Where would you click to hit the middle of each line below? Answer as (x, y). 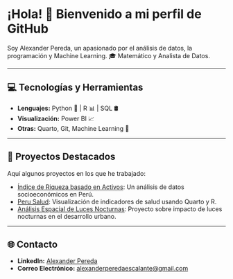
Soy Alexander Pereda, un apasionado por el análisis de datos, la (100, 48)
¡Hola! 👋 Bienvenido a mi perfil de (105, 14)
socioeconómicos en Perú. (55, 194)
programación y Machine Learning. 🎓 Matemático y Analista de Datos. (109, 55)
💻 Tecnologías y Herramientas (75, 88)
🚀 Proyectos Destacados (61, 157)
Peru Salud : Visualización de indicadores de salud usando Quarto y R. (117, 201)
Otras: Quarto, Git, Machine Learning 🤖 (73, 128)
